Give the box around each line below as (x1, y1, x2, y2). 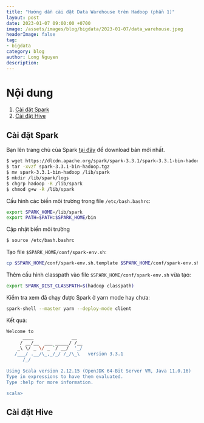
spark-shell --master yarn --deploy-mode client (6, 305, 132, 312)
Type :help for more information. (6, 379, 94, 385)
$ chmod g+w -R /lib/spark (6, 186, 75, 192)
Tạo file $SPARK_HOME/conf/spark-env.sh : (6, 249, 107, 256)
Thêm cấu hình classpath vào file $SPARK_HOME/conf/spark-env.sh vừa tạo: (6, 271, 191, 278)
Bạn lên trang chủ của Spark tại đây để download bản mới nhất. (6, 146, 165, 154)
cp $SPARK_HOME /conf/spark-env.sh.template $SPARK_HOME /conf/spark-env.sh (6, 260, 200, 266)
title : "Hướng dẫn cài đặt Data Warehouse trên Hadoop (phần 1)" (6, 9, 175, 15)
